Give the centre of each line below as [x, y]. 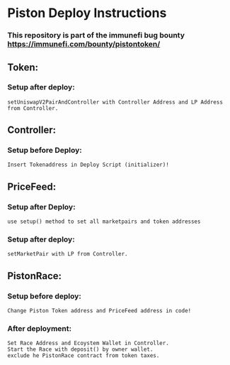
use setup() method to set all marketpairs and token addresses [104, 222]
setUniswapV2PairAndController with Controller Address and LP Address [115, 102]
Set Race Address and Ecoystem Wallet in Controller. [88, 343]
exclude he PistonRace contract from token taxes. [84, 356]
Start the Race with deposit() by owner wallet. [80, 349]
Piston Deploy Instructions [87, 13]
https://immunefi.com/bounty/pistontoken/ [84, 44]
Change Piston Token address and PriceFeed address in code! [99, 311]
